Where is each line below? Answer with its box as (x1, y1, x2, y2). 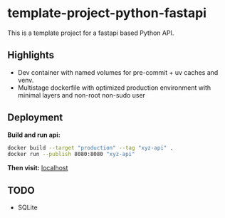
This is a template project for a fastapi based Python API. (7, 28, 174, 37)
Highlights (7, 49, 55, 61)
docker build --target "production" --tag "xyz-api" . (7, 144, 174, 151)
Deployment (7, 112, 63, 124)
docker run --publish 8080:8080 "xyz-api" (7, 151, 135, 158)
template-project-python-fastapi (7, 5, 206, 21)
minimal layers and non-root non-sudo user (17, 90, 146, 99)
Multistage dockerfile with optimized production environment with (17, 83, 211, 92)
